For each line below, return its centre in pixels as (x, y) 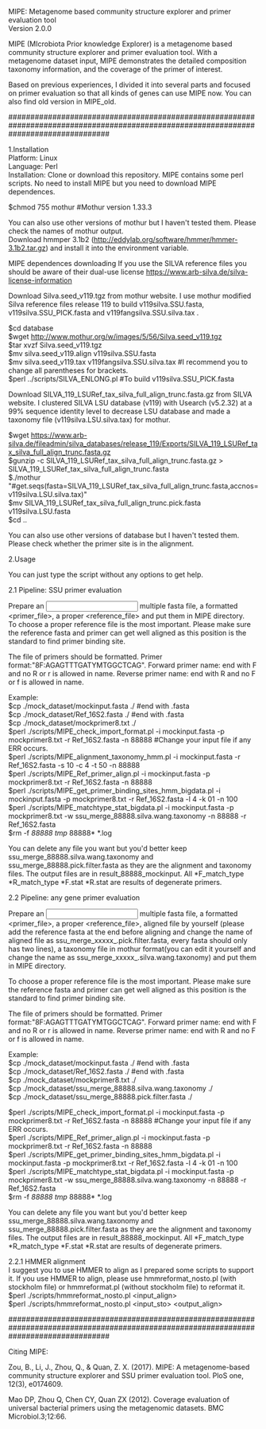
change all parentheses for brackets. (68, 370)
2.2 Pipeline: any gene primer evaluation (74, 898)
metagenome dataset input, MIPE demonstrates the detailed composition (127, 61)
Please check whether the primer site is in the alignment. (101, 544)
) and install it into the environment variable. (117, 248)
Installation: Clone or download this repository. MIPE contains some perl (126, 175)
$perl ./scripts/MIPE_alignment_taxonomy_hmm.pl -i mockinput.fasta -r (124, 757)
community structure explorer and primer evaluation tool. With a (113, 52)
